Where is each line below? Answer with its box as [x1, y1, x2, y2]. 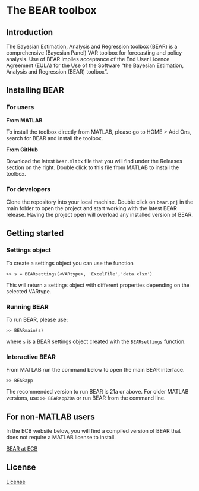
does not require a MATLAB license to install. [6, 434, 116, 441]
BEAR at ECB [6, 445, 38, 452]
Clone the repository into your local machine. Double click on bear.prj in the [6, 198, 194, 205]
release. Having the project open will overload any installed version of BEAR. [6, 211, 193, 218]
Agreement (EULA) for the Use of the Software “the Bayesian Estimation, [6, 62, 184, 69]
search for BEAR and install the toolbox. [6, 134, 103, 141]
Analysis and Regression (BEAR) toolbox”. [6, 68, 108, 75]
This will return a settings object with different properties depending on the [6, 281, 190, 289]
